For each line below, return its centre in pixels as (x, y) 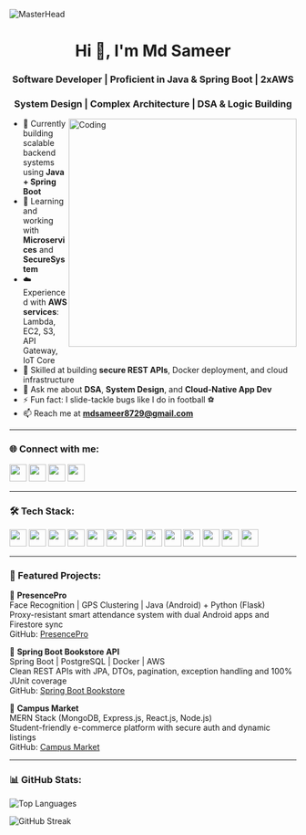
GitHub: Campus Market (55, 747)
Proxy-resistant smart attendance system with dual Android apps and (139, 615)
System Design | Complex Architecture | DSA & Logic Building (153, 104)
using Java (44, 172)
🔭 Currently (44, 124)
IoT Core (39, 360)
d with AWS (45, 302)
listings (23, 737)
